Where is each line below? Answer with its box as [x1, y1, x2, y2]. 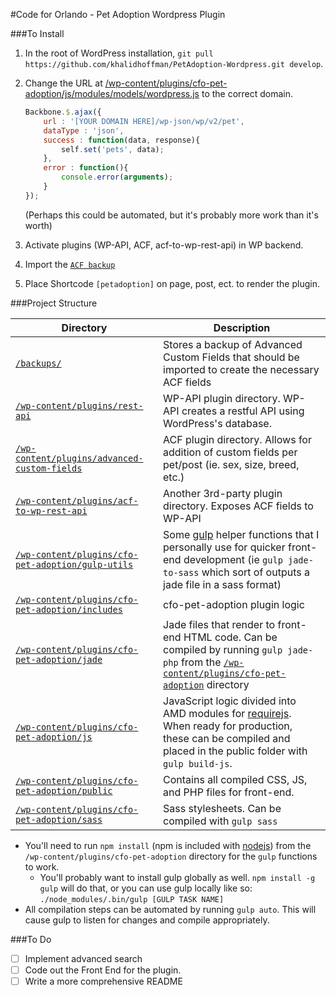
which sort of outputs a [201, 565, 310, 579]
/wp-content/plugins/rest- [15, 400, 144, 411]
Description [213, 320, 271, 334]
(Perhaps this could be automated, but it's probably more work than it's [24, 209, 319, 221]
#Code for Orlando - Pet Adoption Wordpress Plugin [10, 9, 226, 20]
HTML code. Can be [183, 630, 278, 644]
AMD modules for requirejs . [163, 706, 292, 720]
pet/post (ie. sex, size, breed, [163, 457, 300, 471]
